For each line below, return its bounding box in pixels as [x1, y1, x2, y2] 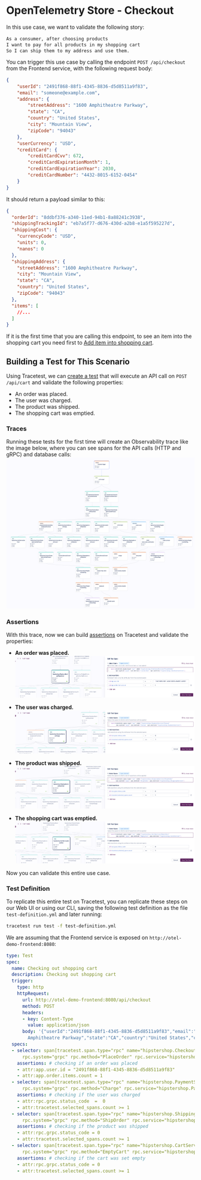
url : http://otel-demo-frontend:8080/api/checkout [22, 997, 151, 1003]
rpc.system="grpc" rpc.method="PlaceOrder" [22, 1054, 133, 1060]
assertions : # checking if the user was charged [17, 1092, 141, 1098]
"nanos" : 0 [17, 245, 44, 252]
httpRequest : [17, 991, 50, 997]
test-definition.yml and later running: [6, 911, 103, 918]
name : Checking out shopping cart [11, 965, 98, 971]
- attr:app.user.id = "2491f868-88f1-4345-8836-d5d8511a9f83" [17, 1067, 175, 1073]
